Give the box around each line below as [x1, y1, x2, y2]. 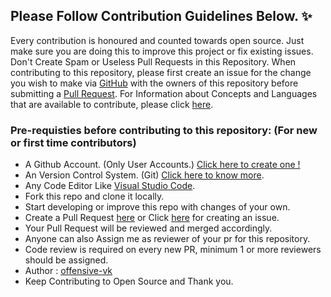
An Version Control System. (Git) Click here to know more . [24, 169, 265, 181]
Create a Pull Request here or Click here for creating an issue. [24, 212, 280, 224]
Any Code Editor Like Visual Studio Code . [24, 180, 196, 192]
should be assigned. [24, 254, 109, 266]
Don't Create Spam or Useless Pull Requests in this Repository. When [10, 55, 297, 68]
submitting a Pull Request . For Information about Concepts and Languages [10, 87, 318, 99]
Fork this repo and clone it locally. [24, 190, 165, 203]
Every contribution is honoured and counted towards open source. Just [10, 34, 305, 46]
